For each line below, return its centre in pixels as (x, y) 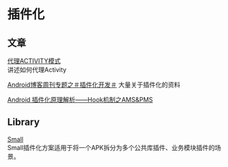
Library (24, 122)
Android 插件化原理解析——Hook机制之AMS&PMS (80, 100)
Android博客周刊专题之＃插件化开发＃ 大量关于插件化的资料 (94, 85)
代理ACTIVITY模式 (34, 61)
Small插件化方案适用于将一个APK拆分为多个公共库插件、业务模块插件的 (111, 147)
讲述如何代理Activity (37, 70)
